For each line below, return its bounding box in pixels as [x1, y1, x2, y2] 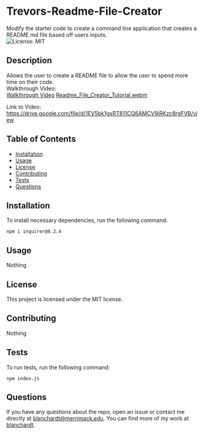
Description [6, 55, 52, 66]
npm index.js [6, 375, 40, 381]
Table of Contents [6, 134, 77, 145]
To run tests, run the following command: [6, 364, 110, 371]
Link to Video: [6, 103, 42, 110]
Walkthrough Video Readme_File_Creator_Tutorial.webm [6, 91, 148, 99]
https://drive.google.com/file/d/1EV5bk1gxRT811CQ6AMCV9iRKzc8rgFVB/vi [6, 109, 198, 117]
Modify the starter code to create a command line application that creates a [6, 25, 197, 32]
